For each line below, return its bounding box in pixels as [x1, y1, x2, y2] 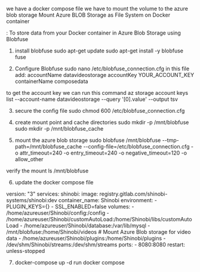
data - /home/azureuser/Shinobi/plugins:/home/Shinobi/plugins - [6, 235, 166, 242]
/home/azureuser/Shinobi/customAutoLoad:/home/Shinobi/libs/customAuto [6, 216, 192, 222]
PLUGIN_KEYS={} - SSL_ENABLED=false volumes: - [6, 203, 134, 210]
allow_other [14, 156, 44, 163]
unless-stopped [6, 248, 45, 254]
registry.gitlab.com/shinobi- [99, 190, 168, 197]
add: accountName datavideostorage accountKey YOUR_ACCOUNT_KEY [14, 72, 195, 78]
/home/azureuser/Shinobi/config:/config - [6, 209, 109, 217]
